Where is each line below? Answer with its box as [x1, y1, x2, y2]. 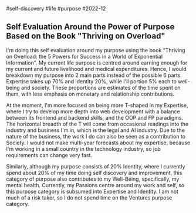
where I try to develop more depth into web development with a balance [6, 108, 180, 115]
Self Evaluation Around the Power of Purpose [6, 22, 175, 32]
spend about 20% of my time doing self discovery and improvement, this [6, 169, 183, 176]
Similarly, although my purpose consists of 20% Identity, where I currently [6, 163, 185, 170]
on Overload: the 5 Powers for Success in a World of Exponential [6, 53, 163, 60]
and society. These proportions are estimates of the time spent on [21, 84, 181, 91]
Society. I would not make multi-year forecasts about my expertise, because [6, 139, 191, 146]
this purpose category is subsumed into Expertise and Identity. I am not [6, 188, 179, 195]
